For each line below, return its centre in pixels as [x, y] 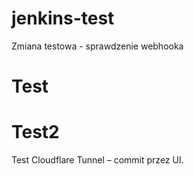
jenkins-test [63, 18]
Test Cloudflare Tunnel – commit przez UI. [97, 160]
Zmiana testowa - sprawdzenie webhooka [97, 46]
